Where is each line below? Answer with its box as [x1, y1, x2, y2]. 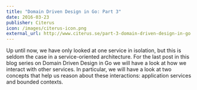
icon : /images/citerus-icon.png [6, 25, 87, 31]
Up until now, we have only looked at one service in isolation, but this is [6, 47, 181, 54]
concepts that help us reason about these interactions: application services [6, 72, 192, 79]
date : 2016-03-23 [6, 14, 50, 20]
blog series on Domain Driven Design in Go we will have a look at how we [6, 60, 187, 67]
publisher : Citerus [6, 20, 55, 25]
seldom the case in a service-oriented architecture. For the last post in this [6, 53, 190, 60]
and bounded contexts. [6, 78, 64, 86]
